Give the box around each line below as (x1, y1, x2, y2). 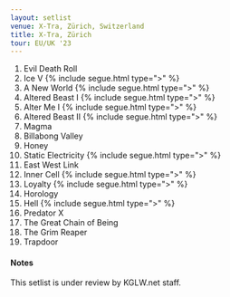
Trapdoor (23, 236, 59, 247)
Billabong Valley (23, 130, 84, 141)
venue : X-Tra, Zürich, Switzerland (10, 22, 145, 31)
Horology (23, 188, 59, 199)
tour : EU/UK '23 (10, 38, 72, 48)
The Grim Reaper (23, 227, 88, 238)
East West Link (23, 159, 80, 170)
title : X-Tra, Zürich (10, 30, 92, 39)
